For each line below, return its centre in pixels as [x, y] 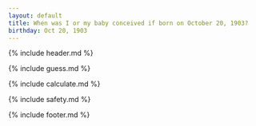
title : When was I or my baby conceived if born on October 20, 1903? [128, 23]
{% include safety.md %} [50, 100]
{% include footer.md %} [49, 115]
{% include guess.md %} [49, 69]
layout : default [35, 16]
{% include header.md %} [51, 53]
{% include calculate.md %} [54, 84]
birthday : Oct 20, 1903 [48, 30]
